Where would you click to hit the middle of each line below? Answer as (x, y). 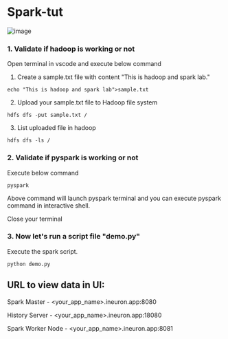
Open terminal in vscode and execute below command (84, 64)
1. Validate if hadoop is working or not (71, 49)
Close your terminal (35, 219)
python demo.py (29, 264)
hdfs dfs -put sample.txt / (47, 115)
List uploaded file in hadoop (56, 128)
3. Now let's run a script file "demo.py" (74, 237)
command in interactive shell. (49, 205)
